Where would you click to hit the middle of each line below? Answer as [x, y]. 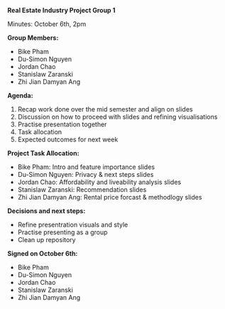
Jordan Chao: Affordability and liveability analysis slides [99, 182]
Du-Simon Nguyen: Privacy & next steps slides [86, 174]
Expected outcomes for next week [68, 139]
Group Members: [33, 38]
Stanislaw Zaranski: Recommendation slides [82, 190]
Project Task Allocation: [43, 153]
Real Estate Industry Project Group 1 [61, 10]
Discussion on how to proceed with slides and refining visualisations [117, 117]
